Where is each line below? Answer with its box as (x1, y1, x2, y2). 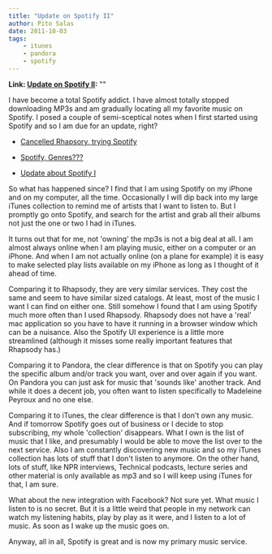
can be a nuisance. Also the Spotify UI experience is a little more (8, 327, 225, 337)
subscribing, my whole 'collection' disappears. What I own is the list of (8, 427, 244, 437)
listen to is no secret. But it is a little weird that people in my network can (8, 504, 251, 513)
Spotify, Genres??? (19, 152, 84, 162)
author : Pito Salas (8, 19, 75, 28)
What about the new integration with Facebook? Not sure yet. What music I (8, 495, 259, 505)
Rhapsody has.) (8, 344, 61, 354)
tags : (8, 34, 27, 43)
